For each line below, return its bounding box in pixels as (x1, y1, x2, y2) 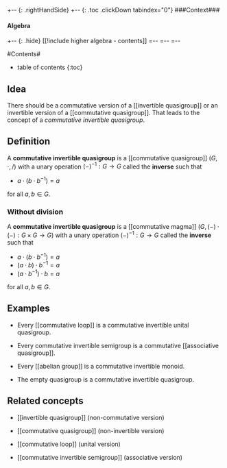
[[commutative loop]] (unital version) (16, 440, 121, 448)
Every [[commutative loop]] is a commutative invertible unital (16, 321, 189, 329)
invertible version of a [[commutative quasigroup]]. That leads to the (7, 109, 200, 117)
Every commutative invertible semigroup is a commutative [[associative (16, 341, 219, 349)
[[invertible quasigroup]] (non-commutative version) (16, 413, 165, 421)
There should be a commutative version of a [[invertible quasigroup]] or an (7, 101, 218, 110)
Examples (7, 303, 50, 315)
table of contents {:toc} (16, 63, 83, 71)
